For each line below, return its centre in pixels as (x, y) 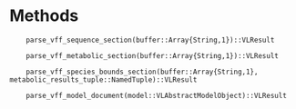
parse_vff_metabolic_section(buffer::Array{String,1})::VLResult (153, 55)
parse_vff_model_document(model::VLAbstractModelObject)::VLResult (156, 95)
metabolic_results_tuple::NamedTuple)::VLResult (103, 79)
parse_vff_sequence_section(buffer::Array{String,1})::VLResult (150, 40)
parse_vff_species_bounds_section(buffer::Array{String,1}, (142, 72)
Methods (44, 16)
